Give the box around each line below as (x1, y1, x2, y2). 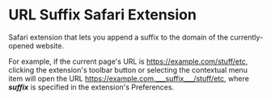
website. (36, 40, 65, 50)
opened (8, 40, 35, 50)
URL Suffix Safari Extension (8, 6, 197, 24)
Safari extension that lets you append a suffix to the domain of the (8, 32, 229, 42)
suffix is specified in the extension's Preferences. (8, 82, 175, 92)
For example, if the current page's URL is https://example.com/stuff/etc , (8, 56, 248, 66)
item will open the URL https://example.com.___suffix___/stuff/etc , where (8, 73, 249, 83)
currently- (230, 32, 264, 42)
